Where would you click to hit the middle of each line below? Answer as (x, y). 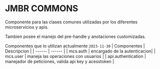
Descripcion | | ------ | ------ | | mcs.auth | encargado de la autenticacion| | (80, 51)
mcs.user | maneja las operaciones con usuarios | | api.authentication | (76, 56)
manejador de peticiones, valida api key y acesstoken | (60, 61)
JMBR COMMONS (42, 9)
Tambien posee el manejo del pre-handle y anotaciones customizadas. (75, 36)
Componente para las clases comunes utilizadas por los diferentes (71, 22)
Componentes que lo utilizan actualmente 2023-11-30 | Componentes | (75, 46)
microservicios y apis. (27, 27)
